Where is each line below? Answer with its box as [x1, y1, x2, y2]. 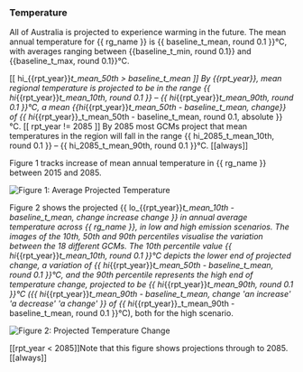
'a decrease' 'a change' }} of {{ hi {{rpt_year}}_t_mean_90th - [9, 298, 235, 309]
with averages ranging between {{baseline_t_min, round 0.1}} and [9, 46, 252, 57]
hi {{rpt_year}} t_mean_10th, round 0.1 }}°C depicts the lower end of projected [9, 250, 291, 261]
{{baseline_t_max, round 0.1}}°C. [9, 56, 130, 67]
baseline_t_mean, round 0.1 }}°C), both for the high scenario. [9, 308, 234, 319]
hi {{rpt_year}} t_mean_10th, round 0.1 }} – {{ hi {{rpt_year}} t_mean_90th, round [9, 92, 294, 103]
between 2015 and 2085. [9, 167, 102, 178]
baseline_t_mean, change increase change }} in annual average [9, 212, 248, 223]
